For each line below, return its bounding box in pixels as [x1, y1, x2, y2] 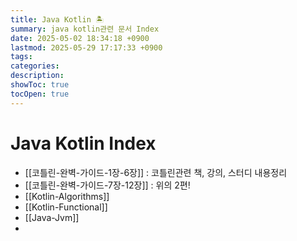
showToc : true [10, 80, 70, 90]
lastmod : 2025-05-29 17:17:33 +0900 [10, 42, 163, 53]
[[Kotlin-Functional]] [24, 201, 108, 213]
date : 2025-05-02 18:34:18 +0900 [10, 33, 150, 43]
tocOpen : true [10, 89, 70, 99]
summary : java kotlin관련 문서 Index [10, 24, 160, 34]
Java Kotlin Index [10, 132, 157, 155]
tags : [10, 52, 33, 62]
